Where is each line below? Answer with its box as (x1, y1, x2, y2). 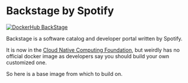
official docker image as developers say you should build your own (6, 52, 170, 59)
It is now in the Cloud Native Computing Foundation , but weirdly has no (6, 46, 180, 54)
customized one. (6, 59, 47, 66)
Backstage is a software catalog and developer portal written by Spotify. (6, 35, 183, 42)
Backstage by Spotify (6, 4, 114, 18)
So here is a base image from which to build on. (6, 70, 123, 77)
